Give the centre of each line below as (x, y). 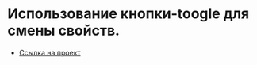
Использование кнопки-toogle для (128, 14)
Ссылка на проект (50, 52)
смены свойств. (64, 31)
